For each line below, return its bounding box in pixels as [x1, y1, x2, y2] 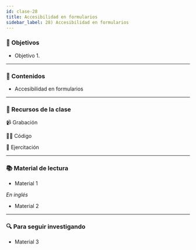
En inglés [6, 191, 28, 198]
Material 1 [14, 179, 38, 187]
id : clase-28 [6, 8, 38, 15]
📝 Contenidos [6, 72, 45, 80]
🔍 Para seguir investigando [6, 223, 86, 231]
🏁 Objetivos [6, 39, 40, 47]
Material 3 [14, 238, 39, 245]
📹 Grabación [6, 119, 38, 126]
